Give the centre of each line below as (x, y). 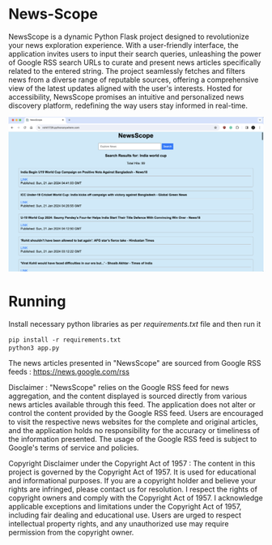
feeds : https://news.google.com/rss (69, 371)
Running (37, 301)
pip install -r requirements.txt (65, 340)
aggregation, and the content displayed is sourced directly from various (128, 396)
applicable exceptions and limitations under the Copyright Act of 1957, (125, 506)
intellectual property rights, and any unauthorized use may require (119, 523)
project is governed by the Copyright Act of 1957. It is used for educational (132, 472)
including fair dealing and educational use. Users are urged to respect (125, 515)
